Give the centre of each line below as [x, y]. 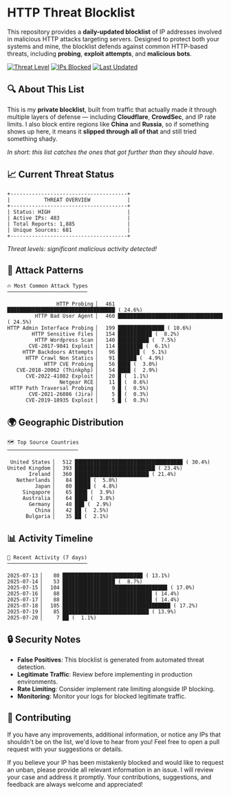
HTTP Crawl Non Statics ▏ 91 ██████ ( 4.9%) [95, 358]
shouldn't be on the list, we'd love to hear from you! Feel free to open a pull [113, 741]
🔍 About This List [46, 90]
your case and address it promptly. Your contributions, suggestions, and [109, 777]
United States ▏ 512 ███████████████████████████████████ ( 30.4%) [110, 462]
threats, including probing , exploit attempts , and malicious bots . [100, 54]
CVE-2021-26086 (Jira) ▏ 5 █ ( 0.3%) [89, 394]
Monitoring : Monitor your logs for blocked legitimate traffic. [102, 696]
